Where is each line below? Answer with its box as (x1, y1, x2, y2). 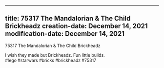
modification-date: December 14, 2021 (5, 30, 125, 38)
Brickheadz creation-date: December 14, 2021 (5, 22, 148, 30)
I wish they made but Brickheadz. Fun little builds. (5, 52, 105, 58)
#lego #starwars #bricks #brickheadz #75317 (5, 57, 97, 63)
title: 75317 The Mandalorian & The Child (5, 14, 131, 23)
